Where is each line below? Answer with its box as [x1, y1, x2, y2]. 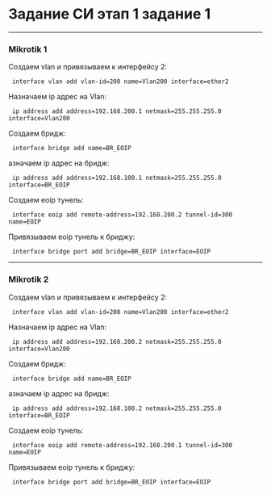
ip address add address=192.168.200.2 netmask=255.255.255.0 [11, 337, 222, 345]
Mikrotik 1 [8, 44, 48, 55]
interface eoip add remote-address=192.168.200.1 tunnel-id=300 [11, 441, 232, 449]
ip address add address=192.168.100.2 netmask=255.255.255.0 [11, 404, 222, 412]
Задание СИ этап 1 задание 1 [8, 5, 211, 23]
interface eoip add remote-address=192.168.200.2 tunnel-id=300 [11, 211, 232, 219]
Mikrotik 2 [8, 274, 49, 285]
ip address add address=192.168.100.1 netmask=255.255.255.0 [11, 174, 222, 182]
